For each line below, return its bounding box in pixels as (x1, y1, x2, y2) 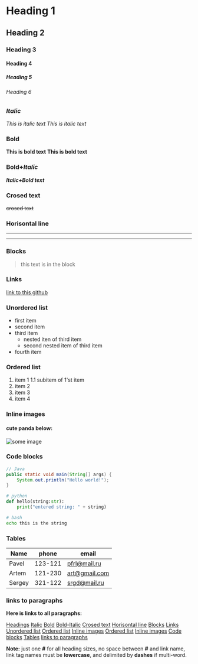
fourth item (14, 349, 42, 356)
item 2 (14, 383, 31, 390)
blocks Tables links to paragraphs (6, 634, 88, 641)
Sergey (9, 579, 29, 587)
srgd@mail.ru (67, 579, 104, 587)
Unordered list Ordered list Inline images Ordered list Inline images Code (6, 627, 181, 634)
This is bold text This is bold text (6, 148, 87, 155)
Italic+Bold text (6, 176, 45, 184)
